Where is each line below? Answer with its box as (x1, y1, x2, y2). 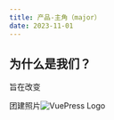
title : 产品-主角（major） (9, 12, 102, 22)
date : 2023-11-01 (9, 21, 74, 30)
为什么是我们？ (9, 56, 92, 71)
